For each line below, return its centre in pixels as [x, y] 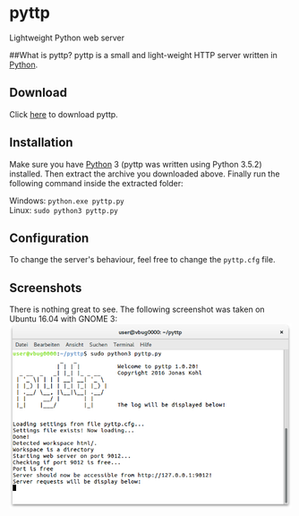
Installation [41, 143]
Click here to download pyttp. [64, 114]
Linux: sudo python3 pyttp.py [64, 210]
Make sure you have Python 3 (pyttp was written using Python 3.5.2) [136, 164]
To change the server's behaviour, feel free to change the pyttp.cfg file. [142, 260]
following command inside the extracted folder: [96, 183]
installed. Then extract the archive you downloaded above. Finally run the [145, 174]
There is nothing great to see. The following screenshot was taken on [137, 310]
